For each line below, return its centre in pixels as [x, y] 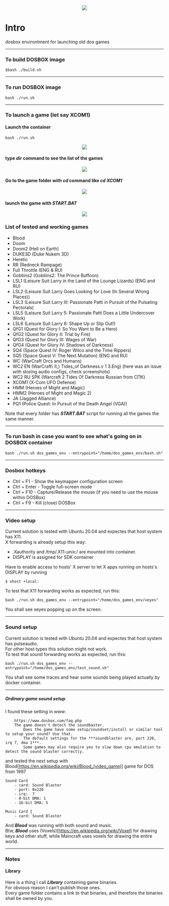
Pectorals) [23, 307]
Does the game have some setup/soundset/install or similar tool [93, 729]
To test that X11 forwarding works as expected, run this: [63, 591]
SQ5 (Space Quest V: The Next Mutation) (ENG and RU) [70, 355]
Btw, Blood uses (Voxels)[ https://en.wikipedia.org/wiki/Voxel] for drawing [81, 831]
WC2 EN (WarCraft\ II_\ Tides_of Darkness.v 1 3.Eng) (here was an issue [87, 366]
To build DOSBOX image [35, 59]
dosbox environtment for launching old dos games [57, 42]
